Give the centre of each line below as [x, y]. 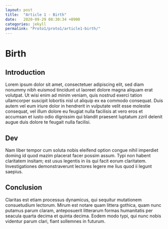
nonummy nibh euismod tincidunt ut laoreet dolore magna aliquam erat [79, 90]
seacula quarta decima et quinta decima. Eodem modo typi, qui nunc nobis [83, 216]
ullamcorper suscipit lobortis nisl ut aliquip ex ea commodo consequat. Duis [84, 101]
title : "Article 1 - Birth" [36, 15]
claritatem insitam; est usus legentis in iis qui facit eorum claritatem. [76, 161]
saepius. [14, 171]
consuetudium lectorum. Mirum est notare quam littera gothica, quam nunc [83, 205]
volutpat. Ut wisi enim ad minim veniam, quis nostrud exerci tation [74, 95]
